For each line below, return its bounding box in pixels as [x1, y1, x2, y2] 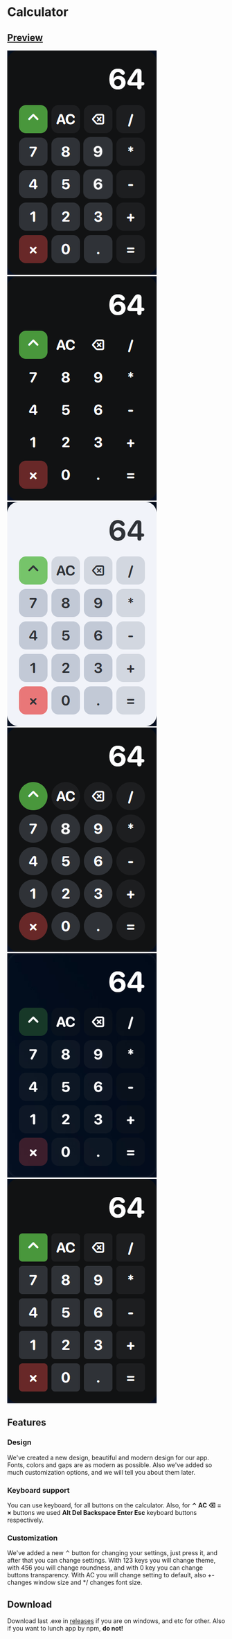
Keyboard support [7, 1485, 70, 1495]
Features [7, 1417, 46, 1428]
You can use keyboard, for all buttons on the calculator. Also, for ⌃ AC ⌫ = [7, 1501, 222, 1509]
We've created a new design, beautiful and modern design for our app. [7, 1453, 210, 1462]
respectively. [7, 1516, 44, 1524]
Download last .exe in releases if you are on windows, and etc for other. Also [7, 1617, 226, 1625]
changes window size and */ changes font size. [7, 1578, 143, 1587]
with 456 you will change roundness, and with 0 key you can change [7, 1563, 203, 1572]
